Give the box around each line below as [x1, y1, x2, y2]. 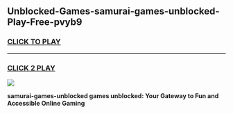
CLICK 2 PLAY [7, 63, 55, 73]
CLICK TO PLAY [7, 37, 61, 47]
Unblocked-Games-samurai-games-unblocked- [7, 6, 220, 17]
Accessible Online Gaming [7, 99, 85, 107]
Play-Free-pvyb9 [7, 17, 83, 28]
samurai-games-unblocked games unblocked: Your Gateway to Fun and [7, 91, 219, 99]
